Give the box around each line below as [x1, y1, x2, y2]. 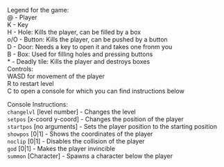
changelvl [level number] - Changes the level [7, 107, 137, 116]
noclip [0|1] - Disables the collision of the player [7, 137, 145, 145]
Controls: [7, 65, 33, 73]
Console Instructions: [7, 100, 68, 108]
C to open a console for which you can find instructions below [7, 87, 185, 95]
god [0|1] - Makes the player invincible [7, 145, 116, 152]
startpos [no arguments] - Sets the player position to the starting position [7, 123, 217, 130]
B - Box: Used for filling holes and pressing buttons [7, 50, 153, 58]
